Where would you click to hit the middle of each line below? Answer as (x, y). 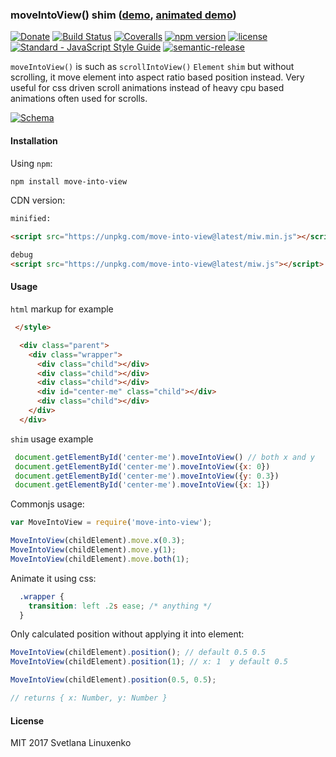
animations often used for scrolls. (79, 99)
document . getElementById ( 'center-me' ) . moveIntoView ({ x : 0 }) (142, 466)
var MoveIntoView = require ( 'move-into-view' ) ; (111, 523)
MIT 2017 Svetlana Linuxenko (71, 743)
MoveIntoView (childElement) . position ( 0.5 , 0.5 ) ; (113, 680)
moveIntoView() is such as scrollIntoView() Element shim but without (152, 67)
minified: (31, 219)
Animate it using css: (53, 578)
